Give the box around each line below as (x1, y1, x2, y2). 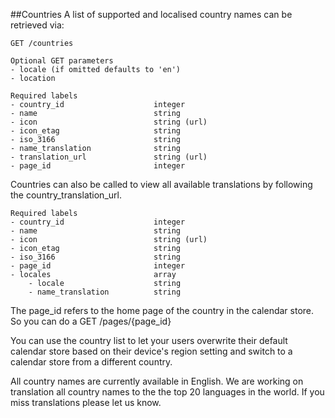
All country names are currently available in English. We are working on (10, 375, 304, 387)
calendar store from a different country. (10, 356, 173, 368)
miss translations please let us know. (10, 397, 162, 408)
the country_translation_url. (10, 189, 122, 201)
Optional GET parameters (10, 56, 114, 66)
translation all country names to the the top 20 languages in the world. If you (10, 386, 325, 398)
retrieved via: (10, 19, 65, 31)
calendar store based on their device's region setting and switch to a (10, 345, 293, 357)
